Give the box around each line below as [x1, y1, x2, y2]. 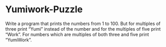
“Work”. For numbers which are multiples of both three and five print [5, 31, 149, 37]
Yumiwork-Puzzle [5, 4, 83, 15]
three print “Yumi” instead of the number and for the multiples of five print [5, 26, 161, 32]
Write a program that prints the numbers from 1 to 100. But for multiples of [5, 20, 161, 27]
